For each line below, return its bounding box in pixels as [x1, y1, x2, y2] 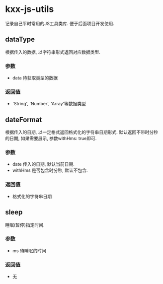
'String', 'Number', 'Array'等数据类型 [12, 101, 86, 107]
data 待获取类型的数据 [12, 75, 58, 81]
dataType [5, 35, 35, 44]
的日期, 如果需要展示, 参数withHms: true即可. [5, 136, 97, 142]
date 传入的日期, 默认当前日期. [12, 161, 75, 167]
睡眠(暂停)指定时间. [5, 222, 45, 228]
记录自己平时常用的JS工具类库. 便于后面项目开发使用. [5, 20, 114, 26]
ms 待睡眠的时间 [12, 247, 46, 254]
